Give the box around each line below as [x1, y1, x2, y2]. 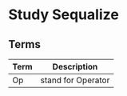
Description [52, 62, 98, 72]
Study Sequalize [8, 6, 120, 24]
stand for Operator [40, 74, 110, 86]
